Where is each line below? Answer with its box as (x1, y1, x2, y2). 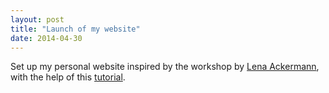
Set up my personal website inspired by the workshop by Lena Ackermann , (10, 61, 320, 73)
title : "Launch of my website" (10, 24, 141, 34)
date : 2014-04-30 (10, 33, 83, 43)
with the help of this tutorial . (10, 71, 126, 83)
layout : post (10, 14, 65, 25)
